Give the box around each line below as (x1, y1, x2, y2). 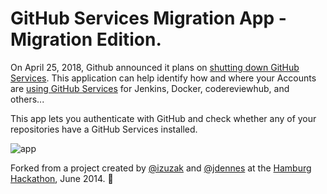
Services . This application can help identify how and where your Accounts (10, 72, 317, 84)
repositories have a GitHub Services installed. (10, 123, 198, 135)
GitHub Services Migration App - (10, 7, 287, 30)
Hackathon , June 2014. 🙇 (10, 172, 114, 184)
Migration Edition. (10, 28, 162, 51)
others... (10, 93, 45, 105)
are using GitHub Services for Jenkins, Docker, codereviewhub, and (10, 82, 290, 94)
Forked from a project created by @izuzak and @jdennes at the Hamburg (10, 162, 312, 174)
